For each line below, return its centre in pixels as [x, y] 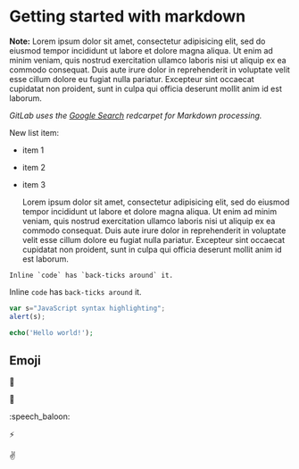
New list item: [34, 132]
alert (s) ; [28, 316]
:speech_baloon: [40, 416]
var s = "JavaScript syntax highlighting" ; [87, 308]
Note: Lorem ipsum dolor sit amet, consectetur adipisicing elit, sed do [137, 41]
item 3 [34, 184]
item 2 [34, 167]
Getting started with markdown [128, 17]
